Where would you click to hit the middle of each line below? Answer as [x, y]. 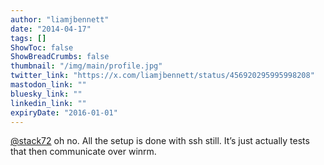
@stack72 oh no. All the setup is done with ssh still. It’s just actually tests [160, 141]
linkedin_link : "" [48, 103]
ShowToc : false [42, 47]
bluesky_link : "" [46, 94]
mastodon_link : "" [48, 85]
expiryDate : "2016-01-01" [64, 112]
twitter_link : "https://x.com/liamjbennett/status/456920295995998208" [162, 76]
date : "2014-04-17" [51, 29]
